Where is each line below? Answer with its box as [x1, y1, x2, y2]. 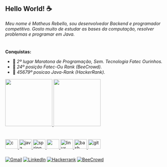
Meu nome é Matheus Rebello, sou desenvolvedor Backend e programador [5, 20, 161, 27]
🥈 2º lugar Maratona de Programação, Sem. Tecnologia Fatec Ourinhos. [12, 59, 163, 64]
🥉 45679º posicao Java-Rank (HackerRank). [12, 69, 105, 75]
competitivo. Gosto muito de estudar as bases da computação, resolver [5, 26, 154, 32]
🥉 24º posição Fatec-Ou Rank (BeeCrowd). [12, 64, 102, 70]
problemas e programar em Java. [5, 31, 75, 37]
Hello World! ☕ [5, 5, 52, 13]
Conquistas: [5, 49, 32, 55]
